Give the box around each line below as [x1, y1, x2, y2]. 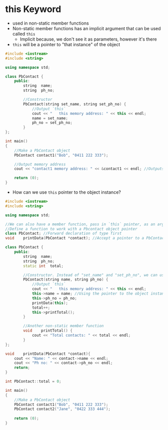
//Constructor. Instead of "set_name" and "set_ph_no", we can [23, 272, 157, 277]
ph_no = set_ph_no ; [31, 120, 72, 125]
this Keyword [5, 4, 61, 15]
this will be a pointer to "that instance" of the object [12, 41, 120, 47]
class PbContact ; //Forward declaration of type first [5, 231, 122, 236]
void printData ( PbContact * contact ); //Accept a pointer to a [5, 236, 144, 241]
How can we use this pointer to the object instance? [12, 189, 121, 195]
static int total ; [23, 263, 64, 268]
